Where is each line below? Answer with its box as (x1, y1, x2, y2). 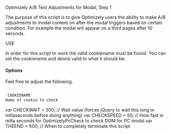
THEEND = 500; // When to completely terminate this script (5, 123, 131, 129)
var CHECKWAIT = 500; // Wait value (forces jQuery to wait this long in (5, 106, 155, 113)
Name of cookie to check (5, 98, 58, 103)
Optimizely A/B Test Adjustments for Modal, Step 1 (5, 5, 112, 10)
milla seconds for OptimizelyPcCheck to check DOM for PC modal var (5, 117, 153, 124)
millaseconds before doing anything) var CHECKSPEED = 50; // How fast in (5, 112, 164, 118)
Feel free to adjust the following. (5, 78, 73, 85)
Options (5, 67, 23, 73)
